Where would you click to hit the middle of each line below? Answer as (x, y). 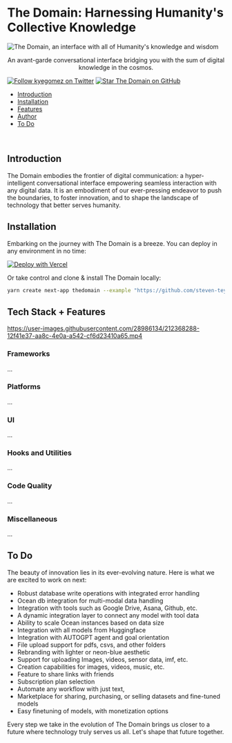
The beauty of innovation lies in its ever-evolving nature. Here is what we (111, 572)
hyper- (195, 175)
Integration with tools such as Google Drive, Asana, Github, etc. (107, 608)
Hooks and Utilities (40, 453)
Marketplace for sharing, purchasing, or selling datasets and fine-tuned (119, 696)
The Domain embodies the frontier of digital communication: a (96, 175)
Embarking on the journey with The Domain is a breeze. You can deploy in (112, 243)
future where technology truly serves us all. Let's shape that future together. (116, 731)
